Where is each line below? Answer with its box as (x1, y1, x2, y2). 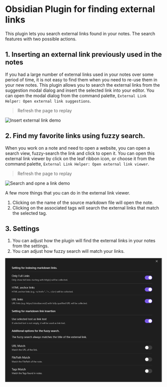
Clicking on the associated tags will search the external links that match (12, 204, 159, 210)
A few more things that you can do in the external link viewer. (5, 190, 130, 195)
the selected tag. (12, 210, 47, 216)
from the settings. (12, 243, 49, 249)
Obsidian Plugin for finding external (5, 3, 155, 15)
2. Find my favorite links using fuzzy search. (5, 132, 145, 140)
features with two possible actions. (5, 36, 77, 42)
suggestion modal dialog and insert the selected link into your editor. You (5, 87, 155, 93)
